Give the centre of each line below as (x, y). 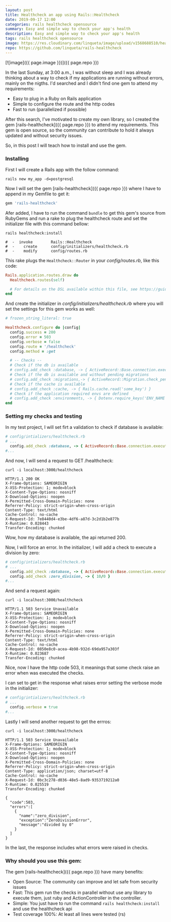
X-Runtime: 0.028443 (27, 523)
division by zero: (22, 553)
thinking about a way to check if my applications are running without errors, (84, 78)
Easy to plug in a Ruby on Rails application (57, 98)
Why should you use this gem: (44, 861)
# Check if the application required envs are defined (69, 394)
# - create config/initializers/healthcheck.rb (67, 246)
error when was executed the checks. (45, 673)
